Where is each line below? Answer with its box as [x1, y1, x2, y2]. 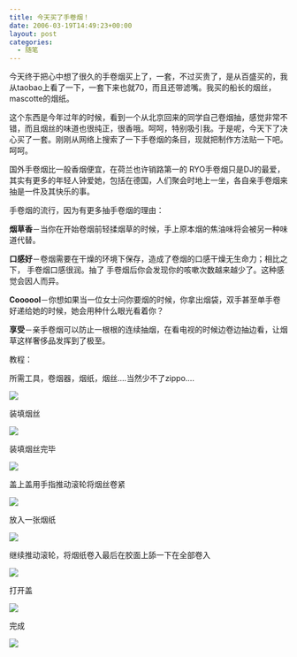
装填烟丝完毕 [9, 444, 56, 455]
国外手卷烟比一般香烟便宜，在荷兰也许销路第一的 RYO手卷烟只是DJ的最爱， [9, 164, 286, 175]
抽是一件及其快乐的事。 [9, 187, 95, 197]
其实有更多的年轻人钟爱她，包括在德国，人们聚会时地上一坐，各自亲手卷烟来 [9, 175, 288, 186]
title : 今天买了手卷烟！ [9, 12, 90, 22]
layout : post [9, 29, 57, 38]
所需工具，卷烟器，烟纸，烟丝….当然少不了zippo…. [9, 373, 194, 384]
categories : [9, 37, 53, 47]
